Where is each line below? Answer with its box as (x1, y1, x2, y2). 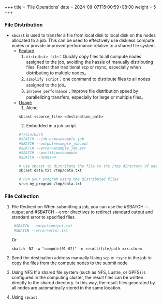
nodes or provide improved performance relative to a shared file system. (11, 43, 156, 49)
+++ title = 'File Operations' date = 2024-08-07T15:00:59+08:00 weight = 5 (4, 4, 156, 10)
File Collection (4, 193, 39, 200)
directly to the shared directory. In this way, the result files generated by (11, 280, 155, 286)
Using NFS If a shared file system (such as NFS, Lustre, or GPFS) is (11, 270, 146, 275)
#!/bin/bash (18, 132, 43, 137)
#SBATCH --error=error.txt (14, 228, 68, 233)
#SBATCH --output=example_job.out (18, 141, 88, 146)
